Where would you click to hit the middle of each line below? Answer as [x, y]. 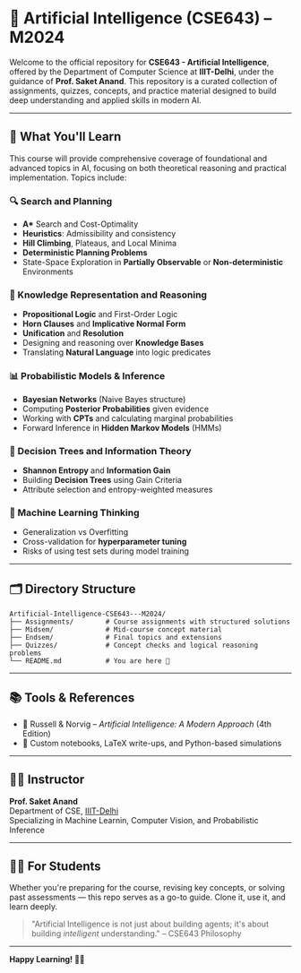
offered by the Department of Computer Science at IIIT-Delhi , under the [142, 72]
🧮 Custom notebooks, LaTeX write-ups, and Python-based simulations [152, 743]
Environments [47, 271]
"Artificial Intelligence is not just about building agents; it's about [150, 924]
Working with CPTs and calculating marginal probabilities [128, 418]
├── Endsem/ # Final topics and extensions [116, 638]
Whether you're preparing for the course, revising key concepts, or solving [147, 888]
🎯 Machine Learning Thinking [75, 512]
